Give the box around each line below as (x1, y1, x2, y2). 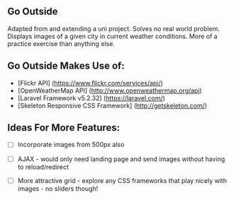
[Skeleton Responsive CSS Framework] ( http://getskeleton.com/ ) (17, 101, 208, 110)
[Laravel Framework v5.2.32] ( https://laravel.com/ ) (17, 93, 165, 102)
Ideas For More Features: (7, 122, 121, 134)
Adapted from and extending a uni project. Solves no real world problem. (7, 24, 220, 33)
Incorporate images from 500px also (17, 141, 125, 149)
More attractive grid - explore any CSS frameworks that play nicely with (17, 176, 227, 184)
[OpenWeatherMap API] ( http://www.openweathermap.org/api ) (17, 86, 202, 95)
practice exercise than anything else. (7, 39, 116, 48)
